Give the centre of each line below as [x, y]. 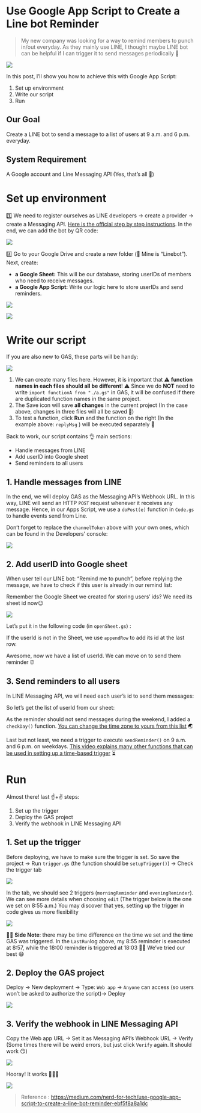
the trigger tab [24, 870]
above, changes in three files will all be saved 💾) [74, 412]
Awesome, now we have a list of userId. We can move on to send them [94, 656]
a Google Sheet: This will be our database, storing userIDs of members [103, 274]
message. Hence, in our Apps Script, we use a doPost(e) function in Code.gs [100, 509]
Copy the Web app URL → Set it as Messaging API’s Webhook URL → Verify [100, 1038]
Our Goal [23, 119]
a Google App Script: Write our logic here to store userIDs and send [99, 287]
